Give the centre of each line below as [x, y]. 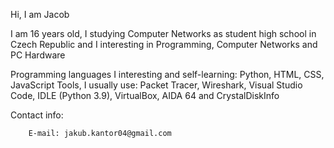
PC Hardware [38, 55]
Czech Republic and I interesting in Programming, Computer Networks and [164, 44]
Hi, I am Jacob [40, 14]
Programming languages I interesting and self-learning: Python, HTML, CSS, [167, 74]
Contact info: [37, 115]
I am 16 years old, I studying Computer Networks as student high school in [163, 33]
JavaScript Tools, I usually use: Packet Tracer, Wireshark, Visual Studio [156, 85]
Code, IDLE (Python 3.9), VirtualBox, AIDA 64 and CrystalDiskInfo [145, 95]
